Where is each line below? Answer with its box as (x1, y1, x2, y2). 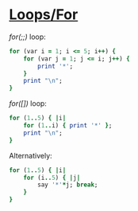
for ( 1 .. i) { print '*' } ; (23, 122, 113, 130)
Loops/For (9, 6, 79, 24)
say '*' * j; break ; (37, 181, 98, 189)
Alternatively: (9, 150, 52, 160)
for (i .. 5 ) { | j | (23, 174, 81, 182)
